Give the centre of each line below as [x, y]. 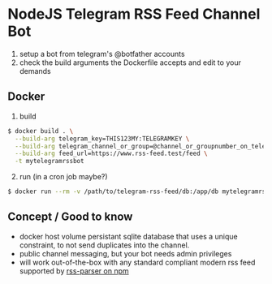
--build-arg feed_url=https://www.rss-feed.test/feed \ [111, 154]
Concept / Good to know [70, 217]
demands [35, 71]
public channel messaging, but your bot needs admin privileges [125, 253]
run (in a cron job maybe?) [63, 177]
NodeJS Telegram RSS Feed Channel [134, 14]
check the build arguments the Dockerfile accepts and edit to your [130, 62]
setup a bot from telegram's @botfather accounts [102, 54]
